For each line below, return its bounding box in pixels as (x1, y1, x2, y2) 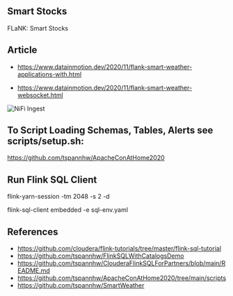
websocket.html (17, 90, 64, 99)
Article (7, 44, 38, 56)
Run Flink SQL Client (7, 174, 97, 186)
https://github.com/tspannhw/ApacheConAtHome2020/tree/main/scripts (17, 274, 227, 282)
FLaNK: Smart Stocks (7, 24, 68, 32)
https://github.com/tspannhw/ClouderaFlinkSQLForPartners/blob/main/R (17, 259, 226, 268)
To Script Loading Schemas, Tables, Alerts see (7, 124, 214, 136)
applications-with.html (17, 69, 82, 79)
